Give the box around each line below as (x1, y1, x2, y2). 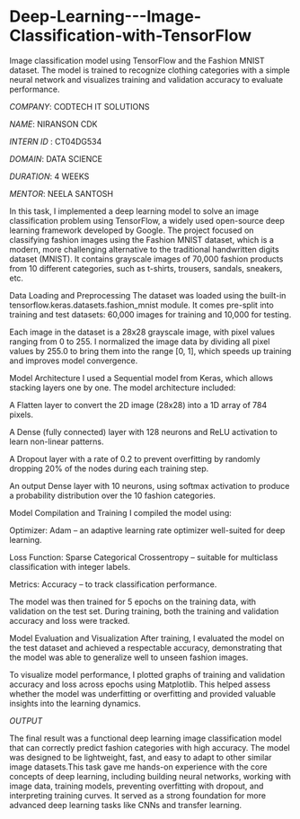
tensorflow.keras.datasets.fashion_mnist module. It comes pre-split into (9, 299, 274, 310)
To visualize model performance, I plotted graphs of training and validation (9, 669, 286, 680)
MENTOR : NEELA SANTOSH (9, 188, 114, 199)
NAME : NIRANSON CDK (9, 119, 98, 129)
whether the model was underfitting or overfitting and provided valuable (9, 688, 277, 699)
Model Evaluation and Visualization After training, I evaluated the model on (9, 632, 285, 644)
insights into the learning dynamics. (9, 698, 141, 708)
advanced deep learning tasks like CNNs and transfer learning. (9, 799, 243, 810)
